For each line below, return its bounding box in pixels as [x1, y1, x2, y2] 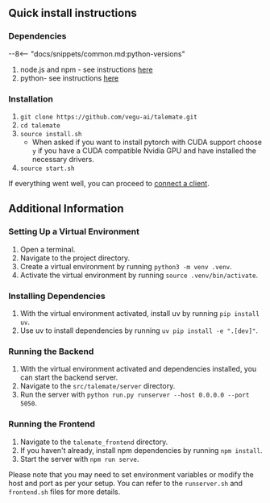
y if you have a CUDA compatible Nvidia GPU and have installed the [31, 145, 256, 156]
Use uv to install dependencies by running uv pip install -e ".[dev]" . [19, 326, 259, 335]
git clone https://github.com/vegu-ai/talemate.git [19, 113, 197, 121]
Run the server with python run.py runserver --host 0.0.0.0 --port [19, 390, 250, 400]
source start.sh [19, 164, 75, 173]
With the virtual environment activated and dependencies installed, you [19, 364, 257, 374]
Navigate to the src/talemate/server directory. [19, 381, 176, 391]
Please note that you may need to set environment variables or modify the [8, 469, 254, 479]
